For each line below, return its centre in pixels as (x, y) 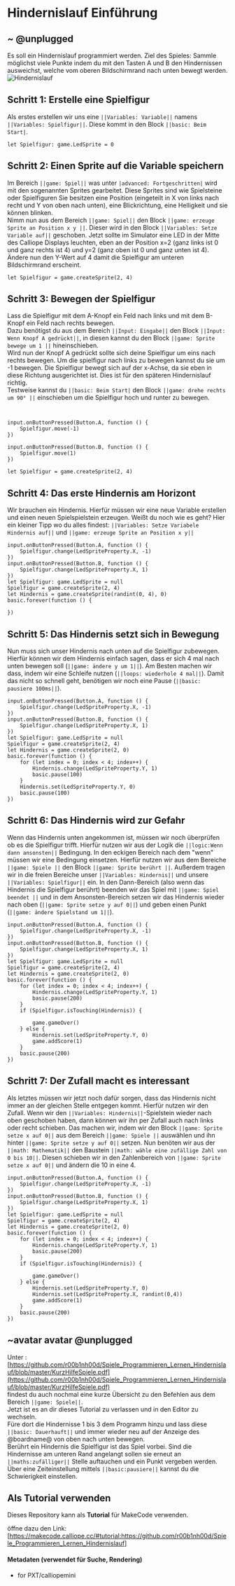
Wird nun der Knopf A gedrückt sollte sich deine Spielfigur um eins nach (111, 353)
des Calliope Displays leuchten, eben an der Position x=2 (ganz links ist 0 (113, 242)
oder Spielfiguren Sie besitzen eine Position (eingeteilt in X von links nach (113, 198)
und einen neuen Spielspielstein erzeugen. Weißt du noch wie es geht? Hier (116, 518)
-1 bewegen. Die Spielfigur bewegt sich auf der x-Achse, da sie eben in (109, 368)
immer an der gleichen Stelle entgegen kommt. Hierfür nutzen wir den (108, 1105)
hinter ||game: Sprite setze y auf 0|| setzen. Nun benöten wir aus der (111, 1143)
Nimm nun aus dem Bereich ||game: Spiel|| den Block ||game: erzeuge (111, 220)
